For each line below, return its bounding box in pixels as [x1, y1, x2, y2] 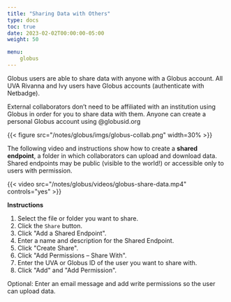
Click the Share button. [17, 221, 82, 230]
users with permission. [7, 166, 73, 175]
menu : [7, 49, 23, 56]
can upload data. [7, 287, 56, 295]
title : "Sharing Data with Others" [7, 10, 111, 17]
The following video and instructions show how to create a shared [7, 144, 198, 152]
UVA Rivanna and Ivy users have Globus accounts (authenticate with [7, 81, 204, 90]
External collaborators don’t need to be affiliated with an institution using [7, 102, 216, 111]
